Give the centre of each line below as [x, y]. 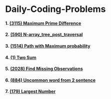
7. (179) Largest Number [30, 92]
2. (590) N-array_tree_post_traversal [44, 35]
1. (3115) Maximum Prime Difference [43, 23]
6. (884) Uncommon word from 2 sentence [50, 80]
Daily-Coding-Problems [55, 9]
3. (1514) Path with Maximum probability [48, 46]
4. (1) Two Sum [21, 57]
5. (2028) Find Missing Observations [44, 69]
